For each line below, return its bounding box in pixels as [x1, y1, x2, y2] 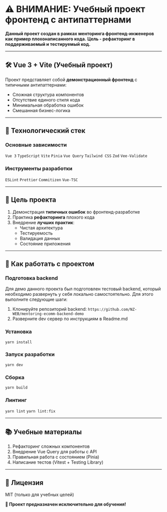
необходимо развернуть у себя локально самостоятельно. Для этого [5, 291, 154, 297]
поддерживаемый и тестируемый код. [5, 41, 91, 47]
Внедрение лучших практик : [12, 219, 75, 225]
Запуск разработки [5, 351, 55, 358]
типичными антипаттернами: [5, 82, 67, 88]
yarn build [5, 385, 28, 390]
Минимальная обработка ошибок [12, 102, 84, 108]
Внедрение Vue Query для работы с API [12, 449, 97, 455]
